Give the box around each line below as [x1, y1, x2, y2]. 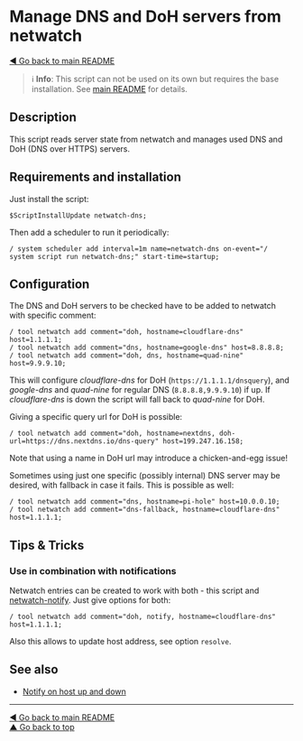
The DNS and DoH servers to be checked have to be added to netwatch [9, 301, 277, 311]
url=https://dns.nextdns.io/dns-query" [9, 437, 160, 446]
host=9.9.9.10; [9, 359, 67, 368]
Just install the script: [9, 193, 89, 204]
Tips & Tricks [9, 537, 85, 552]
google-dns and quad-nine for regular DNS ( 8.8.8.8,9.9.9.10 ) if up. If [9, 384, 271, 395]
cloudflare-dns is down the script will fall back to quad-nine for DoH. [9, 394, 265, 405]
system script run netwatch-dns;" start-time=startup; [9, 252, 220, 261]
